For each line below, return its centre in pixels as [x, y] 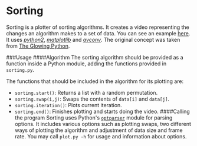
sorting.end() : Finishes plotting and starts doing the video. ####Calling [102, 111]
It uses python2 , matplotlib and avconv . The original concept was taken [93, 39]
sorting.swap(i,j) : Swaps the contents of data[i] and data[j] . [92, 99]
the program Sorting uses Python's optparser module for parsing [93, 117]
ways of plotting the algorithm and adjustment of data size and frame [98, 130]
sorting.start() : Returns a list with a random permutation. [86, 92]
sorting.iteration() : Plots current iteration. [68, 105]
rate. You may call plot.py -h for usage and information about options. [101, 136]
